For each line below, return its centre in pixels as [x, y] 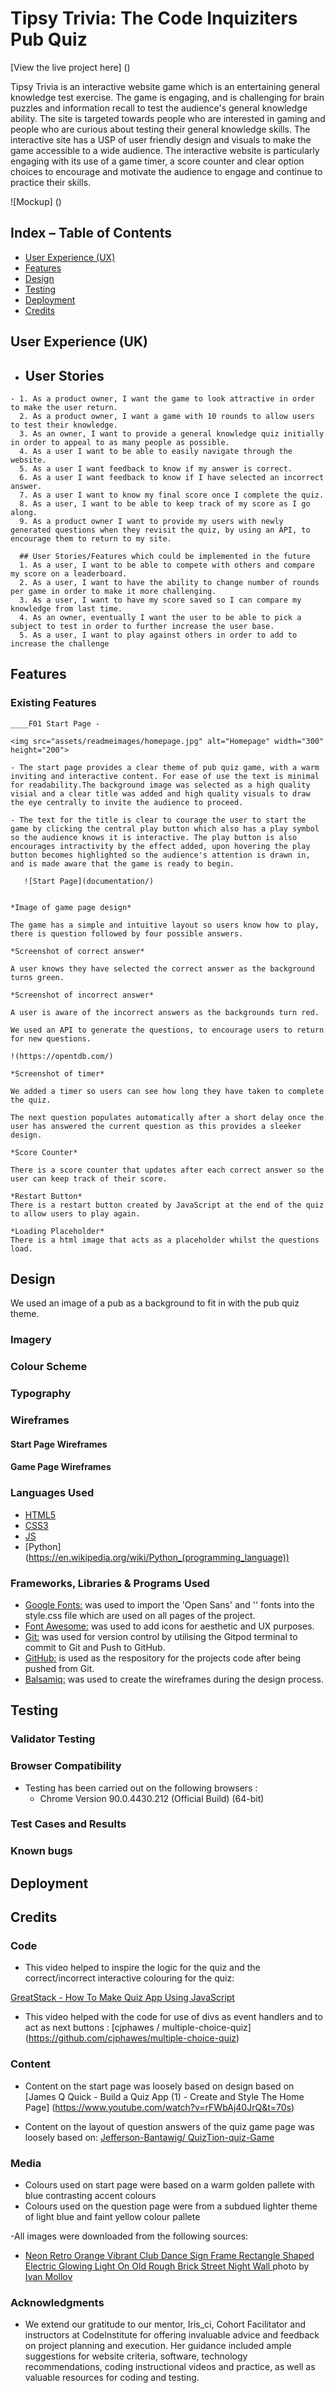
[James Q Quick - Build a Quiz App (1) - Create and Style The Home [164, 2096]
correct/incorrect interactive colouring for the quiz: [129, 1978]
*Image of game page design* [71, 907]
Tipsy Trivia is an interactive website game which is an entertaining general [165, 86]
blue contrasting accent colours [90, 2196]
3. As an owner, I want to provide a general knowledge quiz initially [172, 433]
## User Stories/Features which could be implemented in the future [165, 556]
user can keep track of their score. [89, 1178]
